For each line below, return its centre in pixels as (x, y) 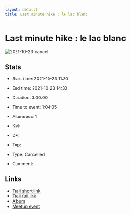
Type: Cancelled (28, 155)
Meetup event (26, 206)
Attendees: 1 (25, 117)
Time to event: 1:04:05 (34, 107)
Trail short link (26, 191)
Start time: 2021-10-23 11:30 (40, 79)
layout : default (21, 10)
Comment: (22, 164)
